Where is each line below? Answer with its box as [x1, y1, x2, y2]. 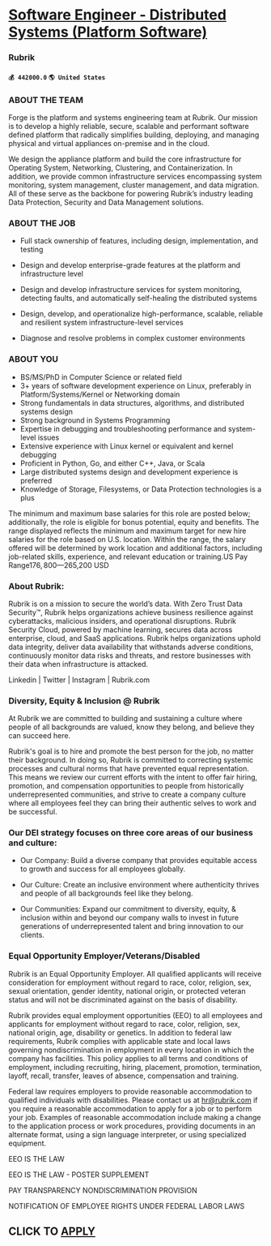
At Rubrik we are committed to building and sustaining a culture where [8, 714, 243, 724]
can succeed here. [8, 731, 71, 741]
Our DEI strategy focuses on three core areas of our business [8, 827, 253, 839]
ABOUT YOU [8, 354, 59, 365]
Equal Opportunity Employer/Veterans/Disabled [8, 951, 201, 962]
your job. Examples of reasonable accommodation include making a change [8, 1112, 261, 1122]
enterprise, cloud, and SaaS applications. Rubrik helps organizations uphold [8, 633, 261, 642]
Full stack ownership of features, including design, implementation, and [19, 236, 259, 246]
